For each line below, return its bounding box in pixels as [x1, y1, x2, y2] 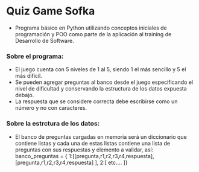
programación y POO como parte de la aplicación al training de [14, 30, 172, 37]
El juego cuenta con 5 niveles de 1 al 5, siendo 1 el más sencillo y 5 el [14, 66, 186, 73]
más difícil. [14, 72, 42, 80]
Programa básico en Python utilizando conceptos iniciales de [14, 24, 167, 31]
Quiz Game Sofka [6, 4, 95, 18]
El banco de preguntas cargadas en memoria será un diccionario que [14, 133, 187, 140]
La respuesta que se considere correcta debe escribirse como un [14, 98, 178, 105]
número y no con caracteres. [14, 104, 87, 112]
